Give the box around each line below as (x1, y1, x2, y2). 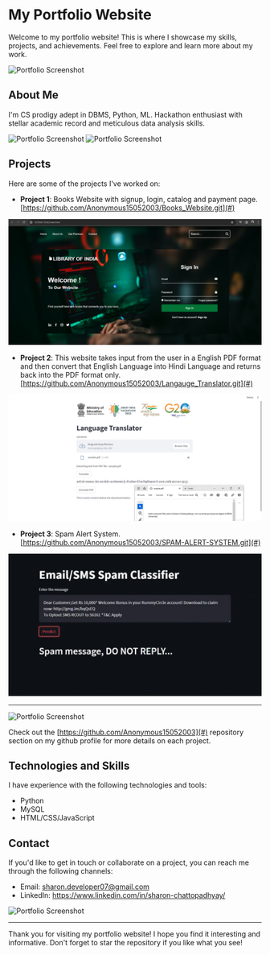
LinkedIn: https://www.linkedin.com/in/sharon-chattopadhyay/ (19, 891, 226, 900)
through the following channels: (8, 866, 113, 876)
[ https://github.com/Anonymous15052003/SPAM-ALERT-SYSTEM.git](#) (19, 537, 261, 547)
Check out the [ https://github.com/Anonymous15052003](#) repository (8, 727, 244, 737)
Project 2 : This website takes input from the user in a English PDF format (19, 353, 261, 362)
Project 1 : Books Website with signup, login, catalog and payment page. (19, 194, 259, 204)
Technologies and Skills (8, 759, 130, 772)
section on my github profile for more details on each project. (8, 735, 211, 746)
